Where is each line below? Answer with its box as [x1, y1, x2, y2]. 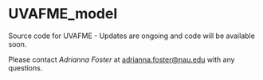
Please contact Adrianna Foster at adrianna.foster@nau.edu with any [8, 55, 235, 64]
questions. [8, 63, 43, 72]
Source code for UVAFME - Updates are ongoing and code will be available [8, 31, 255, 40]
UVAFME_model [8, 5, 118, 23]
